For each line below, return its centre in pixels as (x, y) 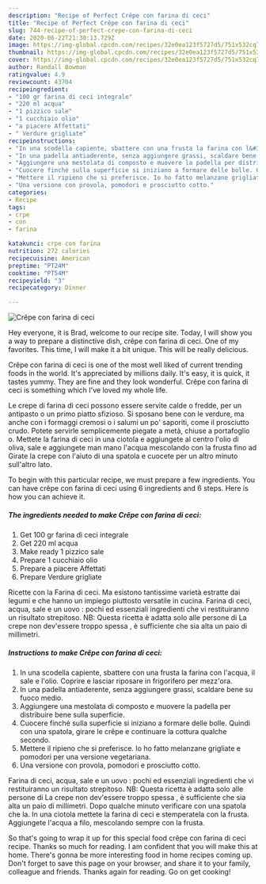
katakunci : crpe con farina (55, 244)
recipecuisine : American (49, 258)
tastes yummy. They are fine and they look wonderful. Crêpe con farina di (128, 382)
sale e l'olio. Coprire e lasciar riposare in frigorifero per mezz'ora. (126, 681)
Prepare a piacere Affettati (63, 568)
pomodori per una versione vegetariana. (85, 757)
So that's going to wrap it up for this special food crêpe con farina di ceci (127, 838)
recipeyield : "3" (37, 281)
